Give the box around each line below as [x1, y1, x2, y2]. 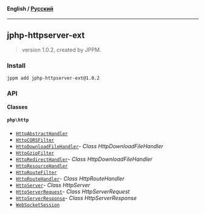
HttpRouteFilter [15, 169, 57, 176]
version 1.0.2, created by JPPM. [21, 46, 102, 54]
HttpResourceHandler [15, 163, 68, 169]
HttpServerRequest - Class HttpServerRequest [15, 188, 130, 195]
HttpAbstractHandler [15, 130, 68, 137]
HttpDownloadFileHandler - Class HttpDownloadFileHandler [15, 142, 164, 149]
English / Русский [7, 5, 54, 12]
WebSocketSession [15, 202, 60, 208]
